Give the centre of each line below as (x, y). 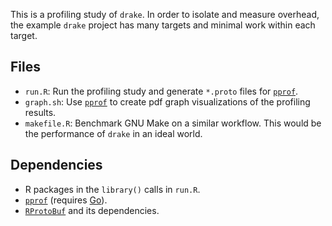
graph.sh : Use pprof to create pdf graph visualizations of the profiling (167, 101)
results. (40, 112)
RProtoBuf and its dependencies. (92, 210)
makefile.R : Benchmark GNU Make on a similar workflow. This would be (173, 123)
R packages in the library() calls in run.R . (112, 189)
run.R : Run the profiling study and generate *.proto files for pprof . (161, 91)
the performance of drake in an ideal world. (113, 133)
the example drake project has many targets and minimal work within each (163, 25)
